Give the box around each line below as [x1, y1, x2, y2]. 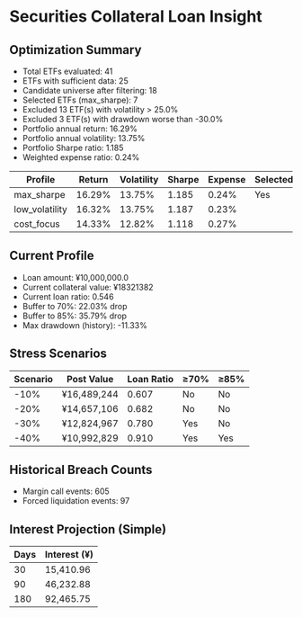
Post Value [66, 372, 114, 385]
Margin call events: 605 [22, 486, 110, 496]
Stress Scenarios [9, 346, 108, 362]
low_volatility [13, 203, 67, 215]
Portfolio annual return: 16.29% [22, 123, 138, 134]
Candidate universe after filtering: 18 [22, 85, 157, 95]
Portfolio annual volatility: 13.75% [22, 133, 146, 143]
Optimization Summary [9, 42, 142, 58]
